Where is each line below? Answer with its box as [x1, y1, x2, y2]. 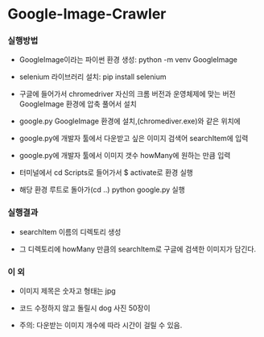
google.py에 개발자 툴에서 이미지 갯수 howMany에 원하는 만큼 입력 [19, 151, 231, 160]
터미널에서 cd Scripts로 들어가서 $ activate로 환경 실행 [19, 168, 194, 177]
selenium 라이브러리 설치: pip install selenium [19, 72, 167, 81]
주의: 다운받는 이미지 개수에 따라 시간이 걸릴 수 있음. [19, 320, 183, 331]
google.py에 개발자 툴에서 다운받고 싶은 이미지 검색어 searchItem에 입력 [19, 134, 249, 144]
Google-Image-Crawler [7, 5, 167, 23]
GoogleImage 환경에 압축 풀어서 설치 [19, 99, 138, 109]
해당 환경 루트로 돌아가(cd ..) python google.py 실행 [19, 185, 186, 194]
